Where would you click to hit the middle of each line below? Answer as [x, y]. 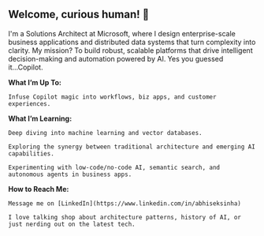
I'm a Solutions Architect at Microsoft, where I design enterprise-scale [122, 33]
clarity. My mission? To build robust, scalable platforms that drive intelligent [131, 50]
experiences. [30, 103]
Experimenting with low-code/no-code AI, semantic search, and [114, 167]
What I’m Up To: [35, 82]
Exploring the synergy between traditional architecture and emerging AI [132, 147]
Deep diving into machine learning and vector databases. [105, 133]
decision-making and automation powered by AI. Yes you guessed [116, 58]
